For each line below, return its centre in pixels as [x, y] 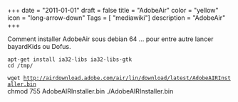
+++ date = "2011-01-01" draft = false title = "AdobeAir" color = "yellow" [113, 10]
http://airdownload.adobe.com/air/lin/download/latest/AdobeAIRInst [127, 78]
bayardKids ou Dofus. [39, 46]
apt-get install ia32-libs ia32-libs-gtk [70, 59]
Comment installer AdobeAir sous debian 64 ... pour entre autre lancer [110, 39]
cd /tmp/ [20, 66]
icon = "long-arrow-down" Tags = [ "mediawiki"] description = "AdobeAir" [117, 18]
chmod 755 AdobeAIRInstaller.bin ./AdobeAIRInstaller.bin [90, 91]
